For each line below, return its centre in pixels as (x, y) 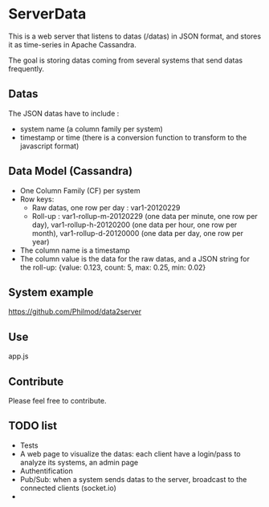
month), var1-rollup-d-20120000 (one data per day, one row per (137, 233)
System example (51, 292)
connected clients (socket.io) (68, 488)
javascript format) (49, 146)
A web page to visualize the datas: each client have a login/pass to (130, 453)
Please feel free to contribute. (57, 401)
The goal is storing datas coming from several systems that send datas (126, 60)
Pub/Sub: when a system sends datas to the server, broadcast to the (133, 479)
